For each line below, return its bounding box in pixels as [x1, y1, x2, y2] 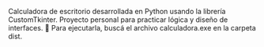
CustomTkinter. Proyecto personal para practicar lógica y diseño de [8, 15, 228, 24]
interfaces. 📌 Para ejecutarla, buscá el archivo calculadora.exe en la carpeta [8, 23, 257, 32]
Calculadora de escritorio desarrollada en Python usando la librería [8, 7, 226, 16]
